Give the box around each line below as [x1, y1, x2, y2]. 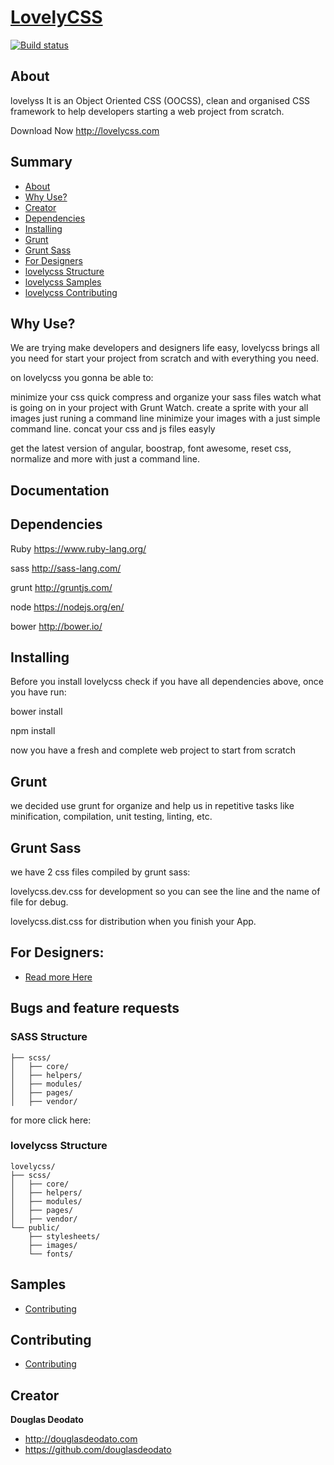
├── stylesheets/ [28, 1231, 101, 1241]
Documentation [10, 482, 110, 499]
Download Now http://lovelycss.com [10, 124, 160, 136]
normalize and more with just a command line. [10, 453, 200, 465]
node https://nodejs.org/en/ [10, 601, 125, 613]
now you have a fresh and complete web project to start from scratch [10, 744, 297, 756]
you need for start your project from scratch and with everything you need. [10, 352, 320, 365]
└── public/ [10, 1222, 60, 1233]
